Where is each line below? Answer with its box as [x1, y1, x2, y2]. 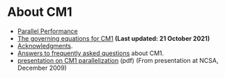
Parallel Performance [17, 27, 78, 35]
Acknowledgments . [17, 41, 73, 50]
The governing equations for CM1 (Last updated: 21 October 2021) [17, 34, 210, 42]
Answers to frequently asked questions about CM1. [17, 49, 164, 57]
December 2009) [17, 64, 68, 72]
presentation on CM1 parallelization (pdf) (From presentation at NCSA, [17, 56, 219, 64]
